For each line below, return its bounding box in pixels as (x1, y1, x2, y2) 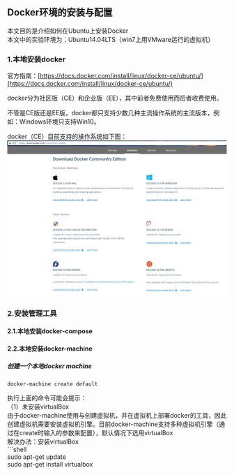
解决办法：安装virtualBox (7, 437, 79, 446)
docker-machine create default (7, 381, 98, 388)
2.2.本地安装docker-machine (7, 344, 93, 353)
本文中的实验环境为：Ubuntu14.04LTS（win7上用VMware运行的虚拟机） (7, 35, 214, 43)
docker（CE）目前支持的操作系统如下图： (7, 132, 127, 141)
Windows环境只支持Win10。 (19, 117, 100, 126)
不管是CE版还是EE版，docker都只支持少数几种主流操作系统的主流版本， (7, 109, 214, 117)
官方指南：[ (7, 72, 40, 80)
